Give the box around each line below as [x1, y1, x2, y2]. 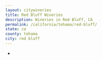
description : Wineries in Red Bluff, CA [5, 17, 93, 22]
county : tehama [5, 31, 38, 36]
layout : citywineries [5, 7, 52, 13]
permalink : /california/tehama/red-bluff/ [5, 22, 97, 27]
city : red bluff [5, 36, 40, 42]
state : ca [5, 27, 27, 32]
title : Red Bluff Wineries [5, 12, 63, 17]
